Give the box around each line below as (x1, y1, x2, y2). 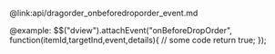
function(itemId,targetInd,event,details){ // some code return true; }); (9, 35, 267, 45)
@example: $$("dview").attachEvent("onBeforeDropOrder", (9, 25, 232, 35)
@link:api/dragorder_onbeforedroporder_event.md (9, 8, 199, 18)
